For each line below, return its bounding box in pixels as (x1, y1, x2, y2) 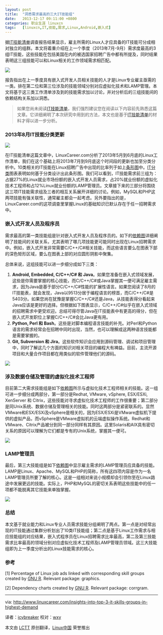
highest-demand (5, 604, 38, 610)
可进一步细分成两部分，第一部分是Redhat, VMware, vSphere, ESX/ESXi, (5, 391, 148, 397)
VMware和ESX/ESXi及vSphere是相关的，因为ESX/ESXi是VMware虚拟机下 (5, 410, 152, 416)
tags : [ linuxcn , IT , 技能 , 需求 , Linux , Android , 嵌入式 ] (5, 25, 111, 30)
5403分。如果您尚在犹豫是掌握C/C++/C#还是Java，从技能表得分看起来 (12, 296, 155, 302)
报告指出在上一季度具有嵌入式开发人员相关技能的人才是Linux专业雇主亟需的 (5, 77, 156, 83)
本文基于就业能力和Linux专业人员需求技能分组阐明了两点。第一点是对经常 (5, 521, 152, 527)
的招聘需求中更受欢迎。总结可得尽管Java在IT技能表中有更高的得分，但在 (12, 308, 158, 314)
